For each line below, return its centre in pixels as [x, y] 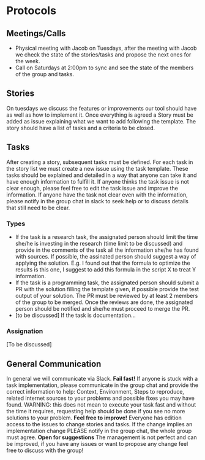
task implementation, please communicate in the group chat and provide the [102, 385]
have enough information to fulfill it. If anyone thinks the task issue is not [98, 181]
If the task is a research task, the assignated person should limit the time [106, 236]
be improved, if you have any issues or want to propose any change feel [97, 444]
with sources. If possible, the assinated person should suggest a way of [106, 256]
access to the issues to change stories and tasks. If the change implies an [99, 424]
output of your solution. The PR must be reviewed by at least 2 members [106, 295]
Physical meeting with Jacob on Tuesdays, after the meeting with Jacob [106, 48]
